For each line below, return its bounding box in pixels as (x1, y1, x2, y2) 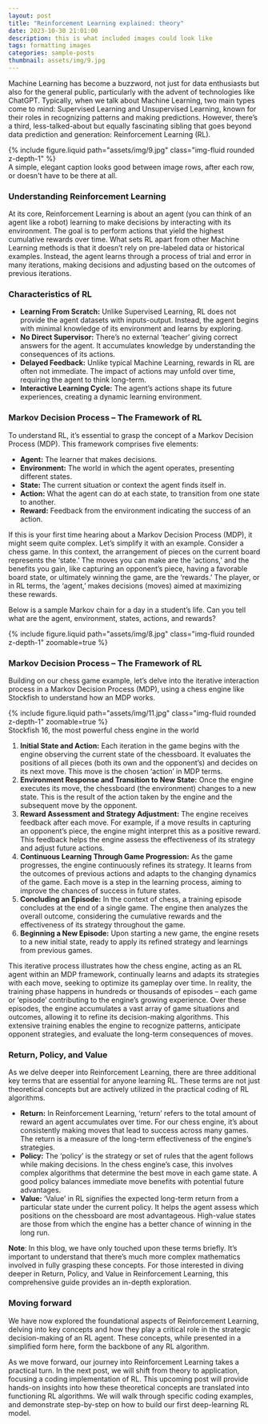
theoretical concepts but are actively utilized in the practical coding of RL (8, 1085, 250, 1094)
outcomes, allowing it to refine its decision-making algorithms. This (8, 1012, 230, 1022)
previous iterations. (8, 269, 72, 278)
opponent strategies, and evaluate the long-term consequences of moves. (8, 1029, 254, 1039)
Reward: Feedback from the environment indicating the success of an (19, 505, 251, 515)
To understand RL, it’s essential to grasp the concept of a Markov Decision (8, 430, 254, 440)
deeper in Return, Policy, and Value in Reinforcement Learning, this (8, 1269, 229, 1279)
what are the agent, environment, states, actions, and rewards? (8, 613, 216, 623)
